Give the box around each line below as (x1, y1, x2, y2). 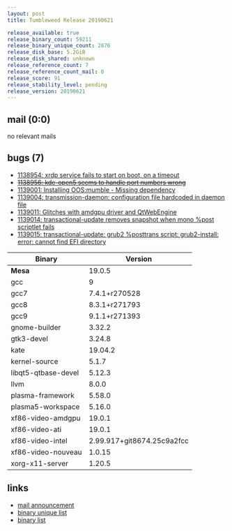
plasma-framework (10, 390, 75, 400)
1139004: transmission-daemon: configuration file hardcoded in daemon (17, 193, 225, 201)
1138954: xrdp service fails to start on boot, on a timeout (17, 170, 180, 179)
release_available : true (7, 29, 79, 36)
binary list (17, 516, 46, 524)
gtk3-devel (10, 334, 49, 343)
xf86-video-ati (10, 424, 62, 434)
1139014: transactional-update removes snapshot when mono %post (17, 215, 215, 223)
